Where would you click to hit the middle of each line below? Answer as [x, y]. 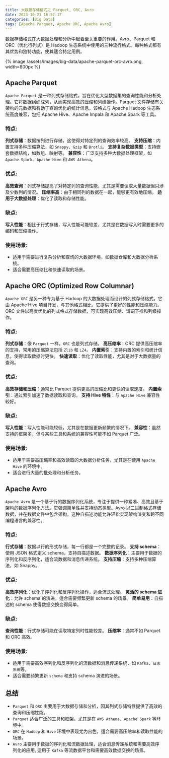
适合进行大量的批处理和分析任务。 [48, 473]
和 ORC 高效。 [20, 637]
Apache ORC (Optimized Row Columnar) [70, 286]
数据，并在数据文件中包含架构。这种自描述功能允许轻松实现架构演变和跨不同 [84, 514]
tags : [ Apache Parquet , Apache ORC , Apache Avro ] [58, 24]
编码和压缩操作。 [23, 231]
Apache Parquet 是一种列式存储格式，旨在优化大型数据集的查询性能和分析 [81, 96]
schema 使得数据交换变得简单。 [48, 604]
